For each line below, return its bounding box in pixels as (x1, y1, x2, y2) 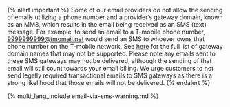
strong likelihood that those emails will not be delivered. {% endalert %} (7, 79, 211, 86)
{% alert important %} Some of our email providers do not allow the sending (7, 6, 223, 14)
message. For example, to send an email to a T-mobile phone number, (7, 27, 205, 36)
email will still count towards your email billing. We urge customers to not (7, 64, 214, 72)
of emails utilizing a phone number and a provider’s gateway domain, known (7, 13, 223, 21)
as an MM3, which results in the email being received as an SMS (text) (7, 21, 207, 28)
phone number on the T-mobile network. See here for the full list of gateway (7, 43, 223, 50)
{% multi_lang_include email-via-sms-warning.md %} (7, 92, 159, 100)
